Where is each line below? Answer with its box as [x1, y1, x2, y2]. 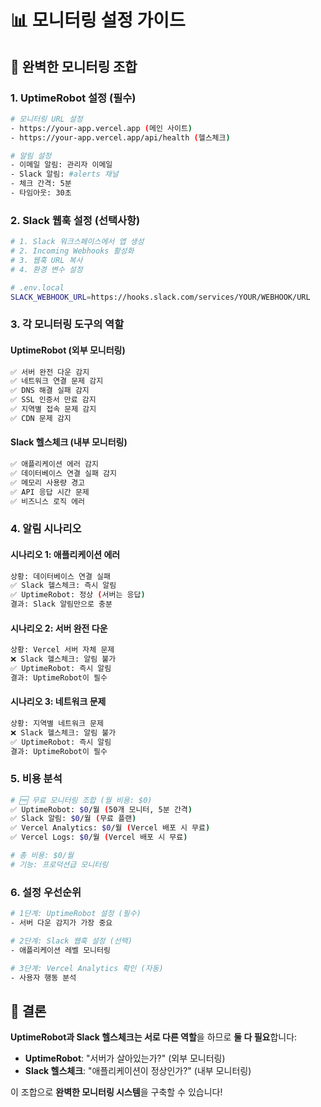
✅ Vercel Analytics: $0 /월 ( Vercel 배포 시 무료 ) [10, 823, 211, 833]
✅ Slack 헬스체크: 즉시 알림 [10, 581, 117, 591]
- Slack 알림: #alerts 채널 [10, 169, 119, 180]
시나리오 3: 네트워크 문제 [10, 696, 107, 708]
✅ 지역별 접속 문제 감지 [10, 404, 97, 415]
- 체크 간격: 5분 [10, 179, 72, 189]
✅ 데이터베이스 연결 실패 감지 [10, 468, 117, 478]
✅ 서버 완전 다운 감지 [10, 367, 90, 377]
